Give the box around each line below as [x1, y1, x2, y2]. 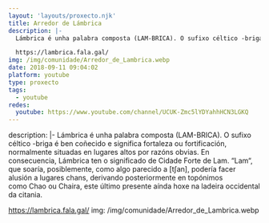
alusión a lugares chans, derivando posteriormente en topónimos [8, 173, 223, 183]
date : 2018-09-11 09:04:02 [8, 63, 98, 72]
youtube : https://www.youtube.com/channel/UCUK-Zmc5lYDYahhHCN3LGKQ [15, 108, 249, 116]
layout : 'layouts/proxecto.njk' [8, 11, 116, 20]
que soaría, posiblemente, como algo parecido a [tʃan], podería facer [8, 164, 236, 174]
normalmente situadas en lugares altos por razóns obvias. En [8, 148, 210, 157]
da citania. [8, 190, 42, 200]
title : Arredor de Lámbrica [8, 19, 102, 27]
